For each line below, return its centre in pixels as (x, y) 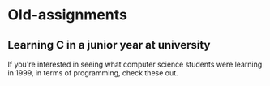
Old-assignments (67, 15)
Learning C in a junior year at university (109, 45)
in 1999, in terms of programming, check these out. (93, 73)
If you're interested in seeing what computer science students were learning (135, 64)
